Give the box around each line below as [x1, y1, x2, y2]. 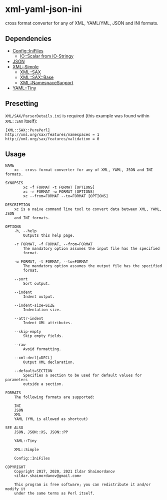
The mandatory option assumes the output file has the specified [23, 264, 162, 269]
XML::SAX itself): [5, 118, 37, 124]
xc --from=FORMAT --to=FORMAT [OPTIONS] [23, 194, 108, 199]
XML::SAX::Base [19, 74, 54, 80]
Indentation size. [23, 307, 61, 313]
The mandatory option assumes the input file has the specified [23, 246, 160, 251]
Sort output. [23, 281, 50, 286]
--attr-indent [14, 316, 43, 321]
